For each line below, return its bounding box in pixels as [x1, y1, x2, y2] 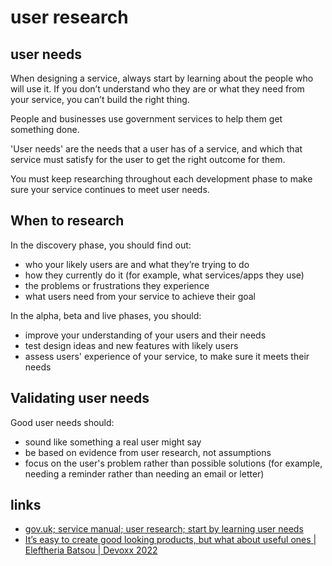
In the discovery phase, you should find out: [10, 239, 192, 251]
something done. [10, 124, 80, 135]
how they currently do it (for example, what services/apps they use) [24, 269, 305, 281]
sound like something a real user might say [24, 436, 202, 448]
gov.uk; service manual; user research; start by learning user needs [24, 523, 304, 535]
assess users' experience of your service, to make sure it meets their [24, 350, 310, 362]
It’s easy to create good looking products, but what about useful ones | [24, 534, 317, 546]
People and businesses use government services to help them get [10, 113, 283, 125]
